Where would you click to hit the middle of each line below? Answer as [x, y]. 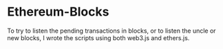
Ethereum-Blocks [58, 12]
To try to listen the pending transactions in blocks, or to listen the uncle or [111, 31]
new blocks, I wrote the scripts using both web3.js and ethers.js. [98, 37]
